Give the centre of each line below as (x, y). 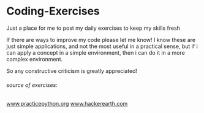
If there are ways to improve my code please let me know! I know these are (101, 39)
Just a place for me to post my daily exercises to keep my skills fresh (93, 28)
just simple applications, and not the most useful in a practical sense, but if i (102, 46)
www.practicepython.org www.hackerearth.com (67, 104)
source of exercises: (32, 85)
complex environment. (35, 59)
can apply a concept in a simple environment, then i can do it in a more (96, 52)
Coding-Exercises (53, 11)
